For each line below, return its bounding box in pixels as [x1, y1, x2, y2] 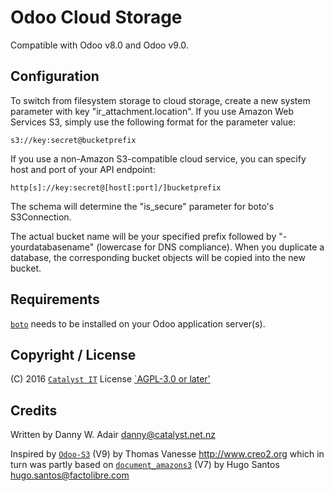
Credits [10, 402, 58, 419]
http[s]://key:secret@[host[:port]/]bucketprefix [10, 182, 222, 193]
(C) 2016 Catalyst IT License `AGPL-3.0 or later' [10, 373, 211, 385]
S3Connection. [10, 211, 72, 223]
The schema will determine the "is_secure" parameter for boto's [10, 200, 275, 212]
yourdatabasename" [10, 241, 95, 253]
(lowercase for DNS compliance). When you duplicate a [96, 241, 325, 253]
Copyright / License [10, 346, 137, 363]
